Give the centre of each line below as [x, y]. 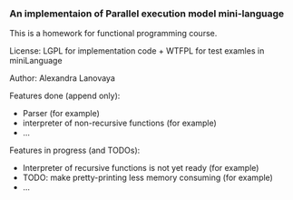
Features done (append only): [65, 96]
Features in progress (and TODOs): [75, 150]
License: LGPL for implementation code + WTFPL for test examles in [137, 51]
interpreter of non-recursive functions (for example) [120, 123]
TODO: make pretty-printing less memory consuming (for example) [148, 178]
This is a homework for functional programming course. [113, 34]
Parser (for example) [61, 114]
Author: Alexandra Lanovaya [63, 78]
